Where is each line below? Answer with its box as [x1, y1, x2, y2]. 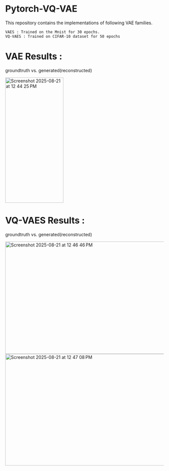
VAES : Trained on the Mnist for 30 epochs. [5, 29, 100, 34]
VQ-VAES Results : [5, 215, 85, 226]
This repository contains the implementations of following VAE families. [5, 20, 152, 26]
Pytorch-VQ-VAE [5, 3, 78, 15]
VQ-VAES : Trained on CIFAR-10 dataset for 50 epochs [5, 34, 121, 39]
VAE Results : [5, 51, 62, 62]
